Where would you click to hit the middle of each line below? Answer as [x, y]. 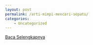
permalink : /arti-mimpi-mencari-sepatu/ [47, 14]
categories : [17, 19]
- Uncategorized [31, 23]
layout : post [18, 10]
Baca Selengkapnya [25, 37]
